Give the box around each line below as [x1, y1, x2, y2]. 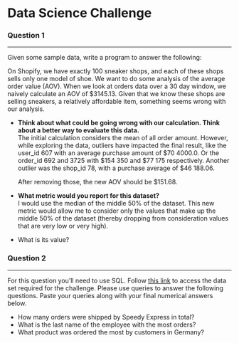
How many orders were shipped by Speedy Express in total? [17, 312, 195, 321]
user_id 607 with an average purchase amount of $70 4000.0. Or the [17, 149, 220, 157]
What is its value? [17, 236, 70, 244]
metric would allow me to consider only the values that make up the [17, 206, 216, 215]
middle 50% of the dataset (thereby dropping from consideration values [17, 214, 229, 223]
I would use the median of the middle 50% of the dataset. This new [17, 199, 215, 208]
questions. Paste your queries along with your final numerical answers [7, 291, 213, 300]
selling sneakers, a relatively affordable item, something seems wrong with [7, 97, 226, 106]
